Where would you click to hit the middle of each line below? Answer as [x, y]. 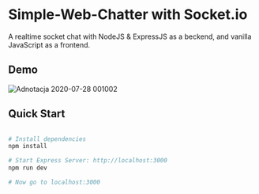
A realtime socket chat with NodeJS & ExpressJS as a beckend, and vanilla [130, 36]
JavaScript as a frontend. [49, 44]
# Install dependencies [47, 139]
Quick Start [37, 114]
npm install [28, 146]
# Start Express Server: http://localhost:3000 [88, 161]
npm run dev [28, 168]
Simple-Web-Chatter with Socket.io [128, 15]
